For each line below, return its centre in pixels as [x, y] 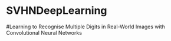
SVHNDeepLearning [57, 11]
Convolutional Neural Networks [44, 32]
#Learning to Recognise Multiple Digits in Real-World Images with [85, 27]
